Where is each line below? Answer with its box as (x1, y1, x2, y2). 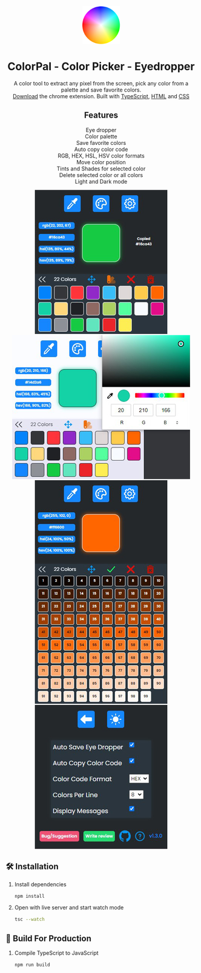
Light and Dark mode (74, 178, 128, 185)
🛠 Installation (5, 861, 59, 872)
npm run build (14, 962, 50, 968)
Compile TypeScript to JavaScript (14, 949, 99, 957)
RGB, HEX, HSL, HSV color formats (58, 152, 145, 159)
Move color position (76, 158, 127, 166)
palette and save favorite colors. (61, 86, 142, 93)
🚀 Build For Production (5, 933, 91, 943)
